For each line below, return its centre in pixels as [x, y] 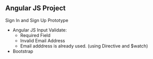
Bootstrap [23, 51]
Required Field [35, 35]
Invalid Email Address [43, 40]
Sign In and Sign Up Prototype [37, 20]
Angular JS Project [35, 8]
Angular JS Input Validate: [40, 30]
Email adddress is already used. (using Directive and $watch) [84, 46]
